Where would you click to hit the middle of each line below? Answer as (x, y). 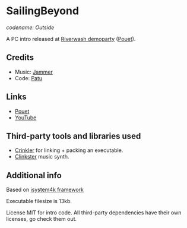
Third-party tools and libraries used (74, 136)
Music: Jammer (34, 72)
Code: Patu (28, 78)
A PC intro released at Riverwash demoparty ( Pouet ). (71, 39)
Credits (20, 58)
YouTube (26, 118)
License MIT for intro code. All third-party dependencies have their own (94, 213)
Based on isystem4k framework (45, 190)
